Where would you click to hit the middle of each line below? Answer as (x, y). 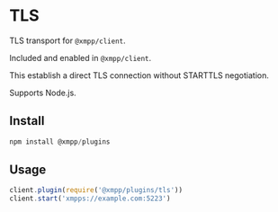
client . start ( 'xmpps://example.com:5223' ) (90, 199)
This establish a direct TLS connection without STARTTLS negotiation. (139, 75)
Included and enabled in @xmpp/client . (81, 57)
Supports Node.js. (43, 93)
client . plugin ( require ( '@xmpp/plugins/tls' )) (96, 190)
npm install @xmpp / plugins (60, 141)
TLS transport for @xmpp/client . (67, 40)
